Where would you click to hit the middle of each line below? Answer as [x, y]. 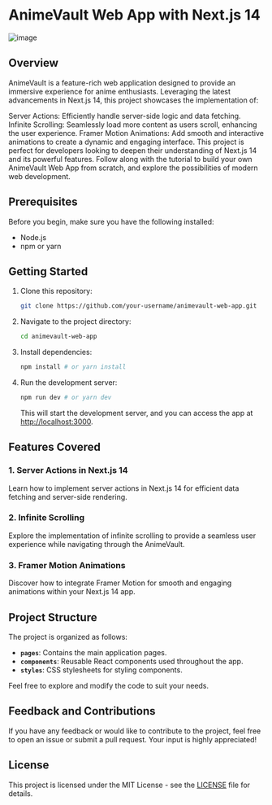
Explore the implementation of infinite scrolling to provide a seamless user [132, 536]
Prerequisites [43, 202]
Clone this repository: [56, 291]
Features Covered [55, 447]
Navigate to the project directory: [76, 322]
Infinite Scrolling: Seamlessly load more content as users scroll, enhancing [133, 125]
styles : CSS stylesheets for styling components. [101, 670]
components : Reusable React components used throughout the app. [132, 661]
